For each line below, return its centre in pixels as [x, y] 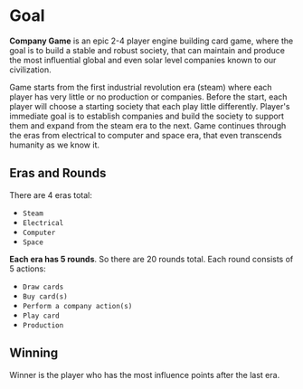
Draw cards [43, 287]
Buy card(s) [45, 296]
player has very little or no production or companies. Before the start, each [148, 97]
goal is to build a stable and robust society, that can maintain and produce [147, 50]
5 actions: [28, 269]
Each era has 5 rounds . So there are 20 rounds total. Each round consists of [151, 259]
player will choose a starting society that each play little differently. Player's [150, 106]
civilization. [30, 70]
